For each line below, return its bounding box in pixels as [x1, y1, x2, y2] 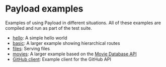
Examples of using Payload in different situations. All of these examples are [5, 20, 161, 26]
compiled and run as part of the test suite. [5, 25, 92, 31]
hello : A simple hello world [12, 35, 67, 41]
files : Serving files [12, 45, 50, 51]
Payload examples [5, 3, 84, 15]
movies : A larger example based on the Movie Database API [12, 51, 137, 57]
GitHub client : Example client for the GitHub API [12, 56, 112, 62]
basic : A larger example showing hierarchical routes [12, 40, 120, 46]
